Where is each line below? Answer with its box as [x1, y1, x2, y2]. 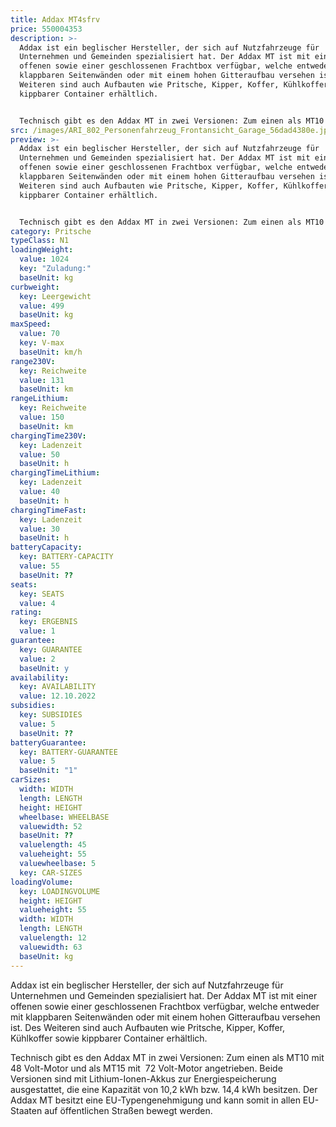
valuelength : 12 [19, 933, 87, 943]
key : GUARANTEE [19, 644, 83, 655]
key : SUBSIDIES [19, 710, 83, 720]
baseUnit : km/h [19, 347, 83, 357]
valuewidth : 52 [19, 821, 83, 831]
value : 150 [19, 412, 65, 422]
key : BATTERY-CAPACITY [19, 552, 114, 562]
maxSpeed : [10, 319, 52, 330]
